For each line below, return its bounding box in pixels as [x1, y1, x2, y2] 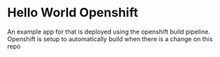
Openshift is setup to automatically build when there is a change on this [7, 34, 213, 43]
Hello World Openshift [7, 5, 138, 21]
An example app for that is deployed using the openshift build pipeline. [7, 27, 211, 36]
